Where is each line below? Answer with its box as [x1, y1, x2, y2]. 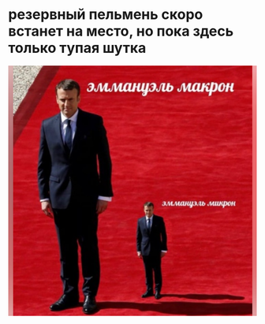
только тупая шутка [8, 39, 147, 57]
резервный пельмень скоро [8, 6, 203, 24]
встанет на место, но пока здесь [8, 22, 234, 40]
